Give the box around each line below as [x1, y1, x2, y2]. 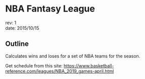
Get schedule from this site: [5, 62, 63, 68]
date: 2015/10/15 [5, 25, 39, 31]
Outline [5, 40, 29, 48]
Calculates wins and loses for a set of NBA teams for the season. [5, 53, 140, 59]
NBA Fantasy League [5, 3, 95, 15]
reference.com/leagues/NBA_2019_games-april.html [5, 68, 114, 74]
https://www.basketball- [64, 62, 114, 68]
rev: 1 [5, 20, 17, 26]
